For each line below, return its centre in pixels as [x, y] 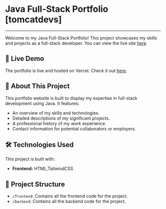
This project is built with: [30, 159]
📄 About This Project [38, 86]
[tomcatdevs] [34, 20]
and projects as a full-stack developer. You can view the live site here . [76, 43]
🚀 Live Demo [25, 59]
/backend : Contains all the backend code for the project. [69, 202]
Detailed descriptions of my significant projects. [61, 118]
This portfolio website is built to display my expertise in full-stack [71, 98]
